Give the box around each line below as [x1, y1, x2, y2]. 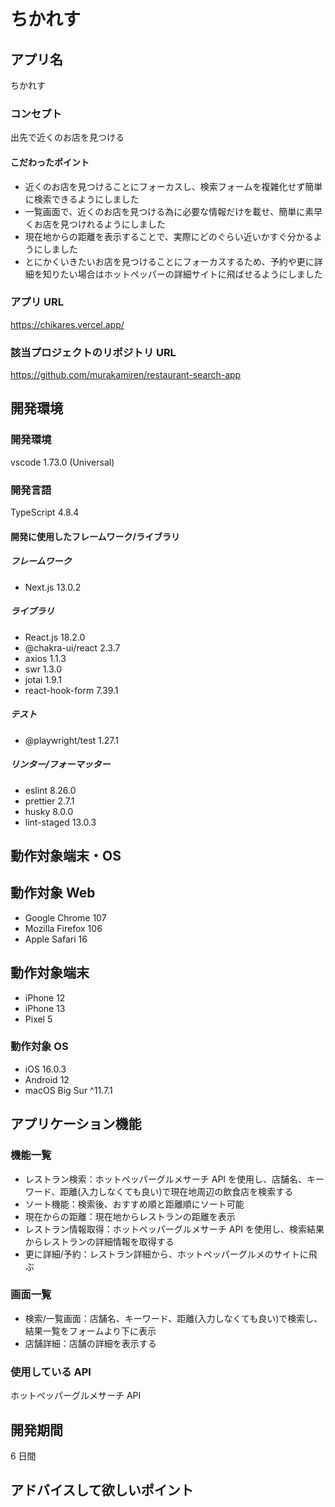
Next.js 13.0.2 [24, 581, 82, 593]
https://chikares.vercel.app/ [10, 318, 125, 330]
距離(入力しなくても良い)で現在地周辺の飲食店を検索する [59, 1185, 294, 1197]
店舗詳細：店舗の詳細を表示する [24, 1337, 157, 1349]
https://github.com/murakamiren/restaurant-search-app [10, 369, 242, 381]
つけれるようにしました [68, 218, 166, 230]
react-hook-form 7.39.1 [24, 684, 119, 696]
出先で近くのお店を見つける [10, 131, 125, 144]
